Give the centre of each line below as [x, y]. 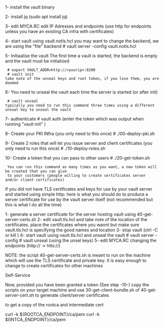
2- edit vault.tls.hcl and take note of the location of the [92, 219]
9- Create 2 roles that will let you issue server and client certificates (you [79, 143]
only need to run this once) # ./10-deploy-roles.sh [55, 148]
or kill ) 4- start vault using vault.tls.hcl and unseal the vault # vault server [80, 235]
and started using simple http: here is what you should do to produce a [77, 194]
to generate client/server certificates [72, 295]
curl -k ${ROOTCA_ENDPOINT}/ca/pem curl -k [52, 314]
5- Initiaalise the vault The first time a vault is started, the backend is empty [81, 56]
